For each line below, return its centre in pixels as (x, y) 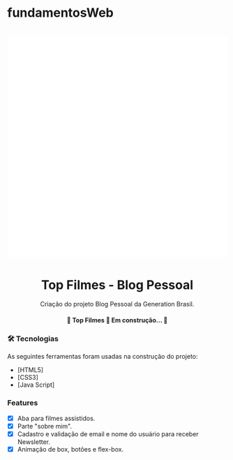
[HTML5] (30, 370)
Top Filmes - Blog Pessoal (117, 285)
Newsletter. (34, 442)
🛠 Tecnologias (33, 339)
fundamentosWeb (60, 13)
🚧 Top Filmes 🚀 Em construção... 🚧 (117, 320)
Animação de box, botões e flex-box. (70, 449)
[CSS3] (28, 378)
